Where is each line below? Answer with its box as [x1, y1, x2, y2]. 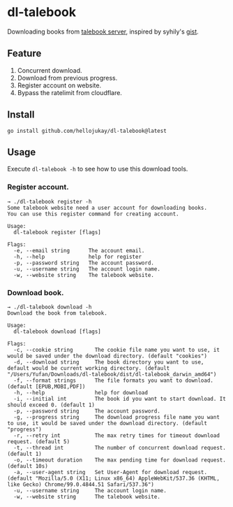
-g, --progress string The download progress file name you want [13, 413, 220, 420]
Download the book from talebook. [7, 309, 108, 317]
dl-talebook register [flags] [13, 229, 101, 236]
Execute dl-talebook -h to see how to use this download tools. [7, 165, 188, 173]
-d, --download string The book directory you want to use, [13, 358, 204, 366]
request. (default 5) [7, 438, 70, 445]
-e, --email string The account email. [13, 247, 145, 254]
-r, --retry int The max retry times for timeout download [13, 431, 220, 439]
